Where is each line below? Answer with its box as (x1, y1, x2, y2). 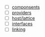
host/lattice (11, 15, 35, 21)
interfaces (11, 21, 33, 27)
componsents (11, 4, 40, 10)
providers (11, 10, 32, 16)
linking (11, 27, 26, 33)
